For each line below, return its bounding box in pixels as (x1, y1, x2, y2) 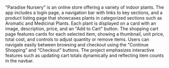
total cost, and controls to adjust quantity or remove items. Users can (5, 36, 149, 42)
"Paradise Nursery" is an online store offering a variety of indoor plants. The (5, 5, 164, 10)
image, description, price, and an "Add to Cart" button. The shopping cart (5, 26, 158, 32)
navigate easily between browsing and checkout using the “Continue (5, 42, 149, 47)
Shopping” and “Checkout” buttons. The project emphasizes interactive (5, 47, 154, 53)
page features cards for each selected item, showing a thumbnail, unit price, (5, 31, 164, 37)
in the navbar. (5, 58, 34, 63)
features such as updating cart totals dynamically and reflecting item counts (5, 52, 164, 58)
